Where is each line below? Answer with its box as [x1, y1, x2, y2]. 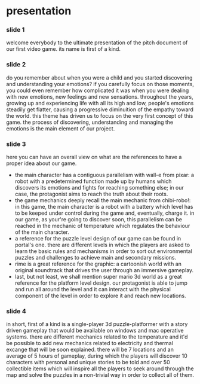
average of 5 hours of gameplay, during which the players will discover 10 [6, 352, 188, 359]
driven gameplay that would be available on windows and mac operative [6, 327, 184, 334]
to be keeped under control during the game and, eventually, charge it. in [14, 209, 195, 217]
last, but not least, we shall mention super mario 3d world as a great [14, 273, 182, 281]
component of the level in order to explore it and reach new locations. [14, 292, 186, 300]
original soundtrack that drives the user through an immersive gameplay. [14, 267, 194, 274]
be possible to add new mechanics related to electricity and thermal [6, 340, 173, 347]
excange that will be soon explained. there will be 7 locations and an [6, 346, 174, 353]
